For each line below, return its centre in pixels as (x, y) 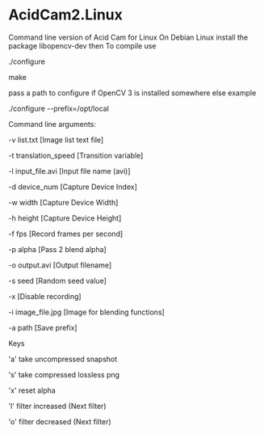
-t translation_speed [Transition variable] (76, 155)
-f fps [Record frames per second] (66, 234)
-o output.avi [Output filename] (60, 265)
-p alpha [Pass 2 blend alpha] (57, 249)
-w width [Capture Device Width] (63, 202)
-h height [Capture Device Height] (65, 218)
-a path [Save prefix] (43, 327)
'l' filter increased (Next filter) (57, 406)
